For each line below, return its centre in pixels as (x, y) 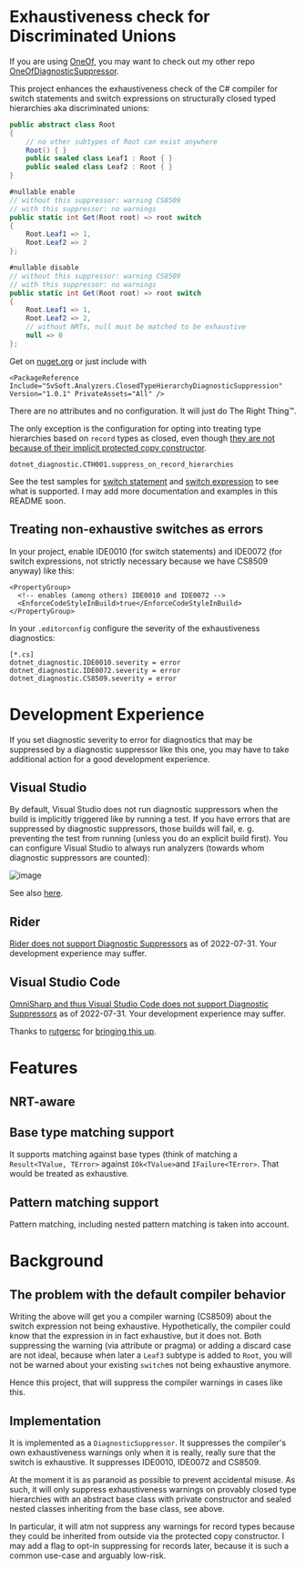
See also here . (36, 893)
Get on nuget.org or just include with (78, 361)
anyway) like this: (42, 570)
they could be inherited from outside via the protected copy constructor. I (147, 1536)
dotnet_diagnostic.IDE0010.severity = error (95, 662)
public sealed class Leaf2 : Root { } (99, 167)
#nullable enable (42, 192)
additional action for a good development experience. (110, 759)
